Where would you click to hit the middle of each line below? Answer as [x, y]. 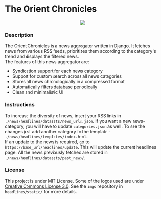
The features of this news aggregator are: [47, 62]
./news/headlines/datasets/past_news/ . [45, 157]
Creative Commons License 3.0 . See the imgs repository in [64, 186]
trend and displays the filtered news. [42, 56]
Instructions [20, 105]
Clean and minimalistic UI [38, 92]
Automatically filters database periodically [55, 87]
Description [19, 35]
